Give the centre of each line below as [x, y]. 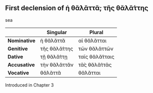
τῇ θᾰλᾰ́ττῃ [54, 56]
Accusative [21, 65]
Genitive [18, 48]
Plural [96, 32]
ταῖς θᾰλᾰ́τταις [97, 56]
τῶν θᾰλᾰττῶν [96, 48]
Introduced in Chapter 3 [29, 85]
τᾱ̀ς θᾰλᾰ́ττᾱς [95, 65]
